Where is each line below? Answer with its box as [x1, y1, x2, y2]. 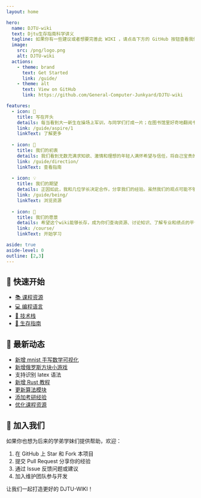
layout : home [6, 8, 39, 15]
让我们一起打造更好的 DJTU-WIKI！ [6, 485, 93, 492]
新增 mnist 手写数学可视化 [14, 356, 79, 363]
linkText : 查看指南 [17, 164, 62, 170]
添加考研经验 [14, 394, 47, 401]
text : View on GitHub [22, 86, 77, 93]
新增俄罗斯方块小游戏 [14, 364, 68, 371]
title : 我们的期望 [17, 181, 59, 187]
